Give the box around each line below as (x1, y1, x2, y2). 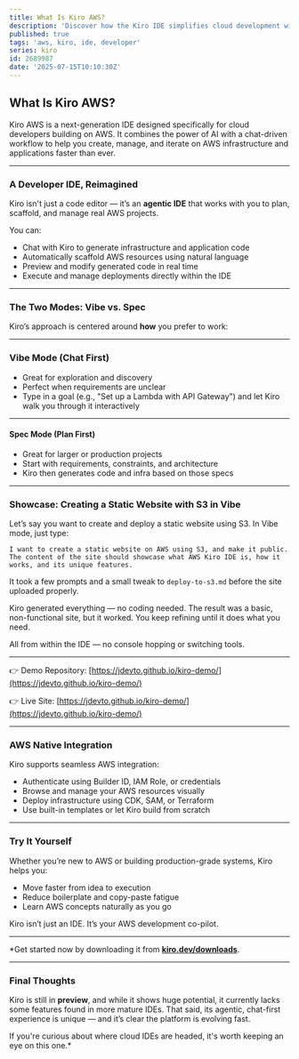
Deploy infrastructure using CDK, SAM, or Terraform (21, 795, 214, 806)
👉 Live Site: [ (9, 695, 61, 707)
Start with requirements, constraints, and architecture (21, 458, 219, 469)
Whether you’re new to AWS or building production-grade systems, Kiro (9, 855, 273, 866)
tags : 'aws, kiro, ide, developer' (9, 37, 141, 47)
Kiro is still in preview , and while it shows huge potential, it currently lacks (9, 994, 280, 1005)
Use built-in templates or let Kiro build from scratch (21, 805, 211, 815)
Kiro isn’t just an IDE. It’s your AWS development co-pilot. (9, 918, 219, 929)
